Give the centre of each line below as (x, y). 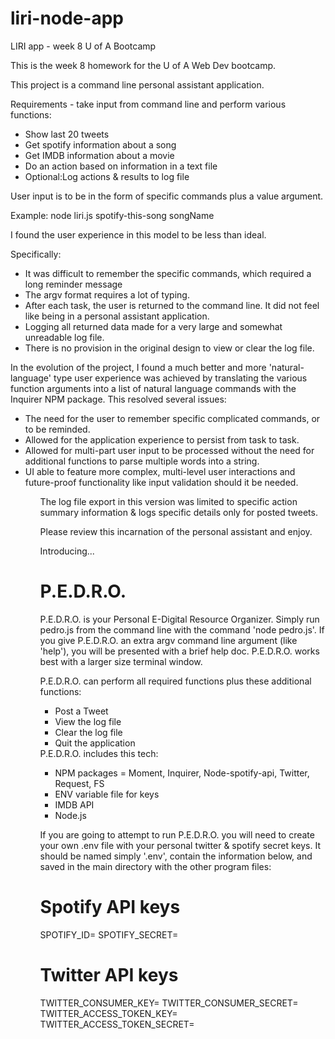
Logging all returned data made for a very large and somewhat (153, 326)
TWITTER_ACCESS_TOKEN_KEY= (108, 1013)
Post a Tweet (81, 711)
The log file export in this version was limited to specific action (168, 501)
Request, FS (79, 783)
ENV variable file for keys (107, 794)
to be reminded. (57, 429)
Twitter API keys (109, 975)
